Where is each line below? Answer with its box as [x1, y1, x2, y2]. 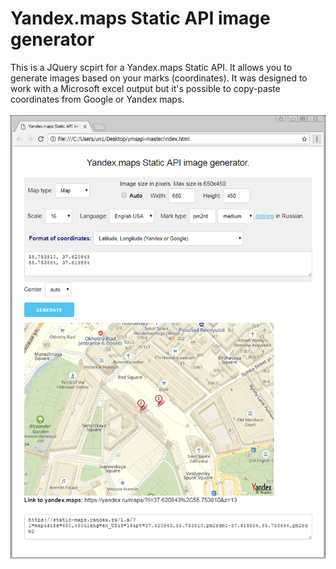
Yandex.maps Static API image [10, 7, 271, 30]
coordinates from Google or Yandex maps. [10, 93, 185, 105]
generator [10, 28, 95, 51]
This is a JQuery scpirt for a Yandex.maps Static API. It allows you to [10, 61, 293, 73]
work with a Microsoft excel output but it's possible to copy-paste [10, 82, 281, 94]
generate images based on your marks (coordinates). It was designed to [10, 72, 308, 84]
